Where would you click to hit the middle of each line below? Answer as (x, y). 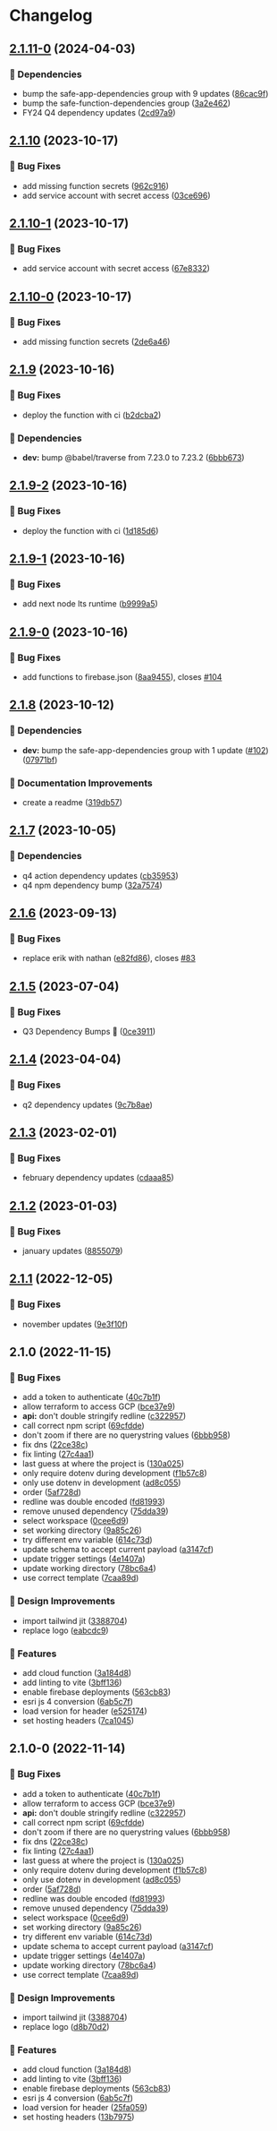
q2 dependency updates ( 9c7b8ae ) (88, 1104)
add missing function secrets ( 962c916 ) (96, 185)
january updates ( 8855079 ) (72, 1251)
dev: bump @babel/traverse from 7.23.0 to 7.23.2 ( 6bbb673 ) (133, 457)
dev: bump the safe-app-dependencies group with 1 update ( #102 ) (146, 750)
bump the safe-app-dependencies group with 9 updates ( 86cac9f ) (145, 93)
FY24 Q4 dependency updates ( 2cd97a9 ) (99, 112)
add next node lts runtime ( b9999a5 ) (90, 604)
